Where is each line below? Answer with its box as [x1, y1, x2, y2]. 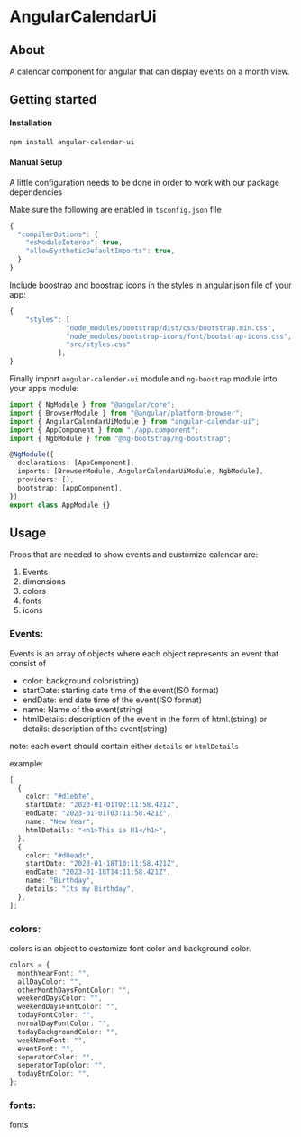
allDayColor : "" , [17, 977, 83, 986]
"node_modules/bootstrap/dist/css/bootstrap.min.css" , [66, 323, 277, 333]
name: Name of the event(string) [22, 703, 144, 714]
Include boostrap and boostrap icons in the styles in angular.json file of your [9, 280, 292, 290]
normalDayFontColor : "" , [17, 1019, 111, 1029]
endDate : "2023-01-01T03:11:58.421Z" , [25, 809, 171, 818]
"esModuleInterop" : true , [25, 238, 123, 247]
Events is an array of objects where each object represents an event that [9, 647, 279, 659]
